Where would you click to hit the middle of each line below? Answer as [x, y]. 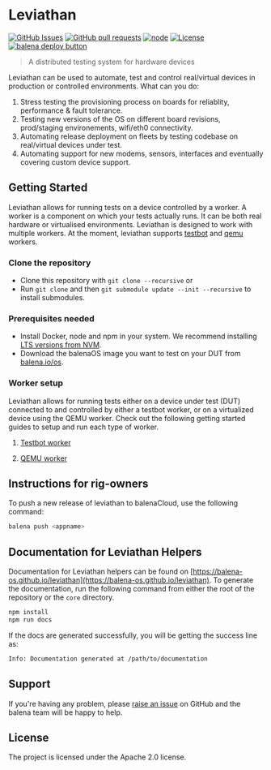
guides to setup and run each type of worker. [84, 427]
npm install [28, 613]
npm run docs [30, 620]
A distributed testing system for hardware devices [112, 62]
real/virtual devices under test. [71, 144]
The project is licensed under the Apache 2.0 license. [97, 757]
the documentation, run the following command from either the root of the [131, 589]
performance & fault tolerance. [71, 110]
